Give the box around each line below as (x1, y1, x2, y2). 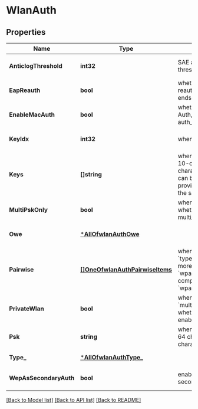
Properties (6, 27, 46, 37)
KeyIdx (9, 135, 29, 143)
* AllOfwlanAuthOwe (80, 230, 140, 238)
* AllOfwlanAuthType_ (80, 354, 143, 361)
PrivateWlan (9, 305, 44, 313)
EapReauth (9, 86, 41, 94)
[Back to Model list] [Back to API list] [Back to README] (6, 397, 141, 403)
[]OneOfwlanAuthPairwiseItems (80, 266, 172, 273)
